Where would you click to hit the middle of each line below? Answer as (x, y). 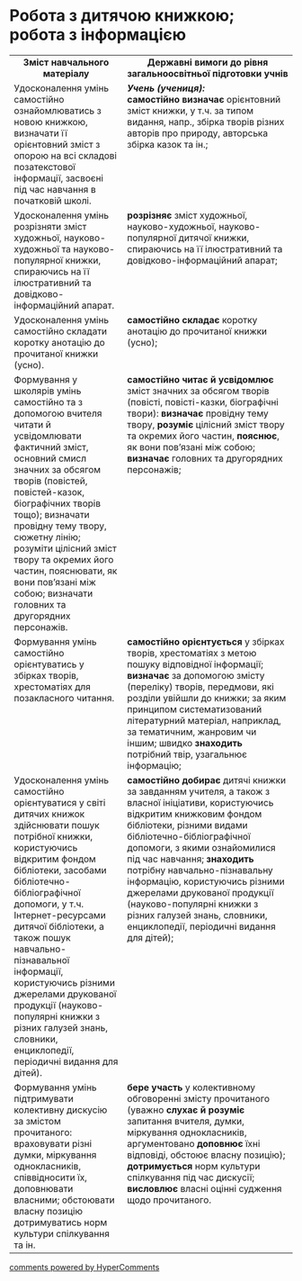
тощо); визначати (52, 514)
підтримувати (44, 1098)
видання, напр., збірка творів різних (206, 122)
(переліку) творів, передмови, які (200, 687)
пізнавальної (42, 960)
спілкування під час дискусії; (191, 1177)
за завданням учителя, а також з (199, 791)
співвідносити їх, (51, 1177)
